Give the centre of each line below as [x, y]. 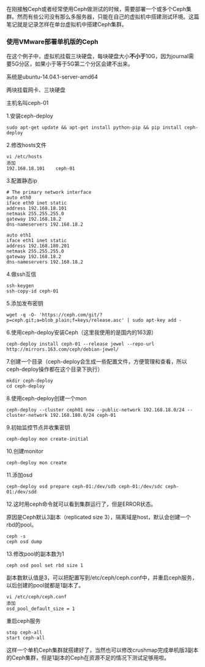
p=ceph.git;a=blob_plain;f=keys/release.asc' [65, 321]
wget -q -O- [21, 315]
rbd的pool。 [22, 525]
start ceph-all [26, 638]
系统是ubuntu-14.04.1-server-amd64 [52, 77]
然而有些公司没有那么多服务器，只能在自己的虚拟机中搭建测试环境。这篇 [108, 17]
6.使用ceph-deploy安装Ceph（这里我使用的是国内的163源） [82, 332]
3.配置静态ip [22, 181]
